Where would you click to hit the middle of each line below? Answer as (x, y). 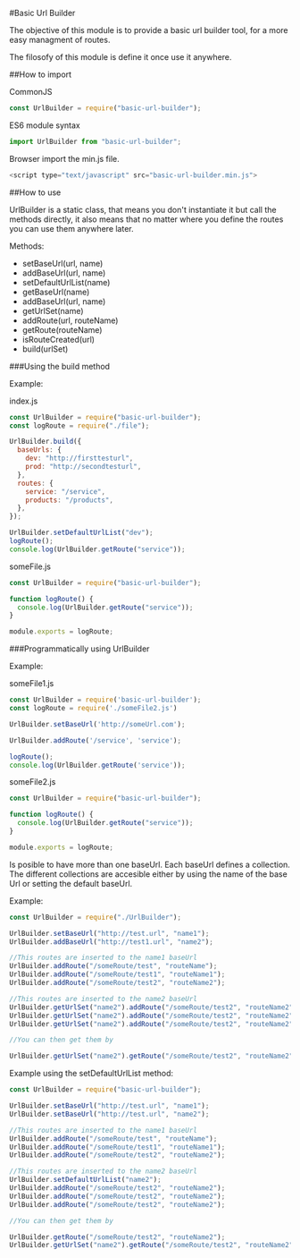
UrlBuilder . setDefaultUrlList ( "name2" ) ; (86, 1180)
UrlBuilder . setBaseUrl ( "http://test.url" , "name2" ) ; (109, 1114)
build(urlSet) (45, 349)
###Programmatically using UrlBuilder (79, 649)
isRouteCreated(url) (58, 339)
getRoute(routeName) (62, 329)
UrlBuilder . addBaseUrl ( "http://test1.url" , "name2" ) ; (112, 942)
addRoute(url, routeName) (70, 320)
